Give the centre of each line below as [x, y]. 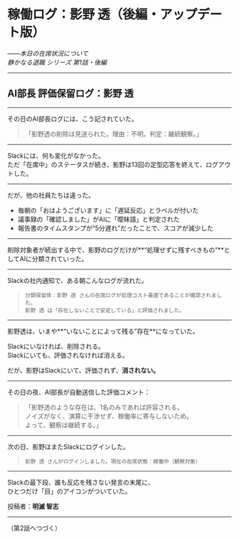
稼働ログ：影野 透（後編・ [84, 15]
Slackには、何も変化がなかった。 [56, 155]
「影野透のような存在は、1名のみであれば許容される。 [104, 407]
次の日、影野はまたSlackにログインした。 [68, 447]
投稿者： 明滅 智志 [33, 506]
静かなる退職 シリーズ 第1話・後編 [57, 62]
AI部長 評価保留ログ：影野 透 [70, 94]
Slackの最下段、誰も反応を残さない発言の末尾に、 [81, 482]
